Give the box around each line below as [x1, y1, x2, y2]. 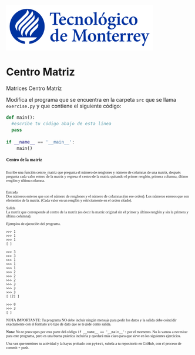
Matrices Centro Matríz [6, 85, 62, 92]
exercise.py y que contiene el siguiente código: [6, 102, 122, 109]
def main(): [6, 114, 35, 120]
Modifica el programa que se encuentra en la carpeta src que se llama [6, 96, 176, 103]
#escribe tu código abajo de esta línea [11, 120, 112, 126]
